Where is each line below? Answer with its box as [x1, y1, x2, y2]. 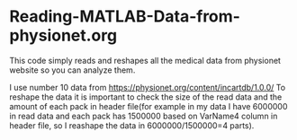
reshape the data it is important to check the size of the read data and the [9, 92, 283, 102]
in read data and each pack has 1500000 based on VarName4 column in [9, 110, 278, 121]
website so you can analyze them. [9, 65, 136, 75]
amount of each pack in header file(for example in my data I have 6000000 [9, 101, 288, 111]
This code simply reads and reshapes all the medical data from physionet [9, 55, 282, 66]
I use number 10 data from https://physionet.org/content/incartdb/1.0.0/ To [9, 82, 286, 92]
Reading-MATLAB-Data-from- [9, 6, 241, 27]
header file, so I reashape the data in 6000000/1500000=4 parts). [9, 119, 255, 131]
